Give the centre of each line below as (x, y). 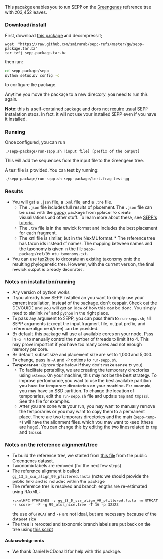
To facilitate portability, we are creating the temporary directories (84, 370)
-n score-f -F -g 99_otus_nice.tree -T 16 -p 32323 (65, 505)
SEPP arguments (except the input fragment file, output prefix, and (79, 323)
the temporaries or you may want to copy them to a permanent (82, 411)
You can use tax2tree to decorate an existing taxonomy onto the (76, 259)
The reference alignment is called (45, 471)
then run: (14, 62)
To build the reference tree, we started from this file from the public (79, 456)
